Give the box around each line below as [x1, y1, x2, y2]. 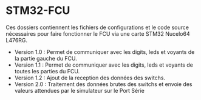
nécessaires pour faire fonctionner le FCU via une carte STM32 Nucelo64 [5, 30, 190, 37]
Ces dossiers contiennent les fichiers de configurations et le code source [5, 24, 189, 31]
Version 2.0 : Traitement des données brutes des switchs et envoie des [14, 80, 192, 88]
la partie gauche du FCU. [14, 55, 77, 62]
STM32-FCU [5, 4, 70, 18]
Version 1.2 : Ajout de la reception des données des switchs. [14, 74, 166, 81]
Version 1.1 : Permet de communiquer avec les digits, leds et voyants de [14, 61, 194, 68]
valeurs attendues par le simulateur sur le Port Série [14, 87, 145, 94]
